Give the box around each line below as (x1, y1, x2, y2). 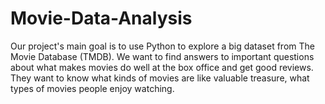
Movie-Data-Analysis (10, 7, 193, 30)
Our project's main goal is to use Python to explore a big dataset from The (10, 40, 315, 52)
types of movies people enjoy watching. (10, 82, 175, 94)
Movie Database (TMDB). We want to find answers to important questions (10, 50, 315, 62)
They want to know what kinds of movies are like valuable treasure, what (10, 72, 310, 84)
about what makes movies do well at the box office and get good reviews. (10, 61, 314, 73)
